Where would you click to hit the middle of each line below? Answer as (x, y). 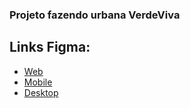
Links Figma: (50, 47)
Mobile (38, 82)
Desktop (41, 92)
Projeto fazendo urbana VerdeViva (95, 15)
